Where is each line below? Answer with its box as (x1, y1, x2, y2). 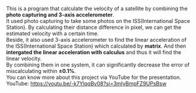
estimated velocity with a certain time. (6, 30, 99, 37)
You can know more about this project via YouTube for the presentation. (6, 74, 182, 81)
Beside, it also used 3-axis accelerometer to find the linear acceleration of (6, 36, 187, 43)
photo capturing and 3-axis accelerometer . (6, 11, 114, 18)
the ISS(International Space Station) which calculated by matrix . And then (6, 42, 187, 49)
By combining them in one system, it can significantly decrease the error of (6, 61, 190, 68)
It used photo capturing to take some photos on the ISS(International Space (6, 18, 191, 24)
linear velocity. (6, 55, 42, 62)
